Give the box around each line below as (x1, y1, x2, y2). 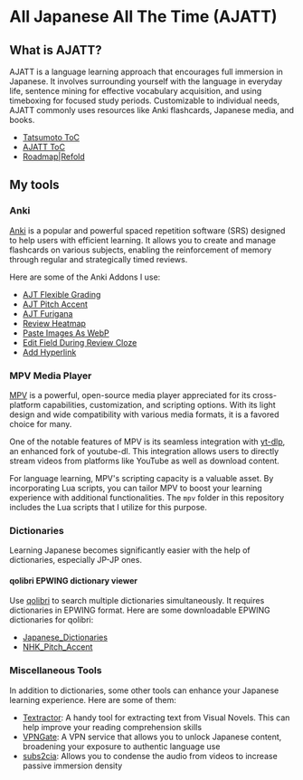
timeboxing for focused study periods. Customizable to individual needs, (9, 95, 280, 106)
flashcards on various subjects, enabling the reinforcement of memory (9, 244, 272, 255)
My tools (9, 177, 61, 193)
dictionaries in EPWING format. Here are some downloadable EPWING (9, 604, 270, 616)
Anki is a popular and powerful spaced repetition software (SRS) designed (9, 224, 286, 236)
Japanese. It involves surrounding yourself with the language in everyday (9, 76, 283, 87)
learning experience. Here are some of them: (9, 694, 176, 705)
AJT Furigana (22, 308, 73, 319)
